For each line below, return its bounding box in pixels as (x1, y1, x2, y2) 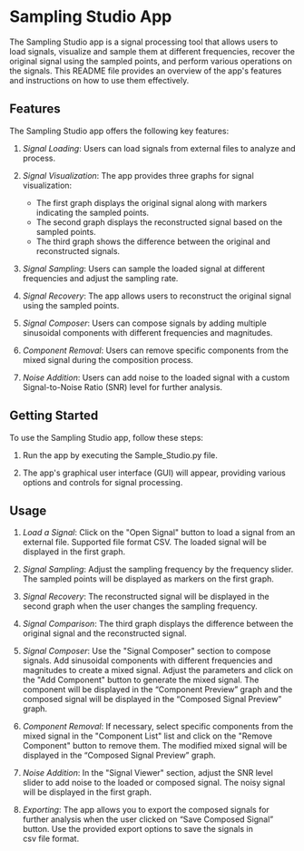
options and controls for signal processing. (22, 476, 183, 487)
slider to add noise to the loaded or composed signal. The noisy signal (22, 778, 286, 788)
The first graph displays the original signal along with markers (35, 197, 268, 208)
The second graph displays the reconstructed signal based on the (35, 216, 283, 228)
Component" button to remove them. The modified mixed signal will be (22, 740, 288, 751)
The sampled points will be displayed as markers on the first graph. (22, 573, 275, 584)
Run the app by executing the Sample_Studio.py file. (22, 449, 218, 460)
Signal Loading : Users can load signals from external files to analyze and (22, 142, 296, 153)
